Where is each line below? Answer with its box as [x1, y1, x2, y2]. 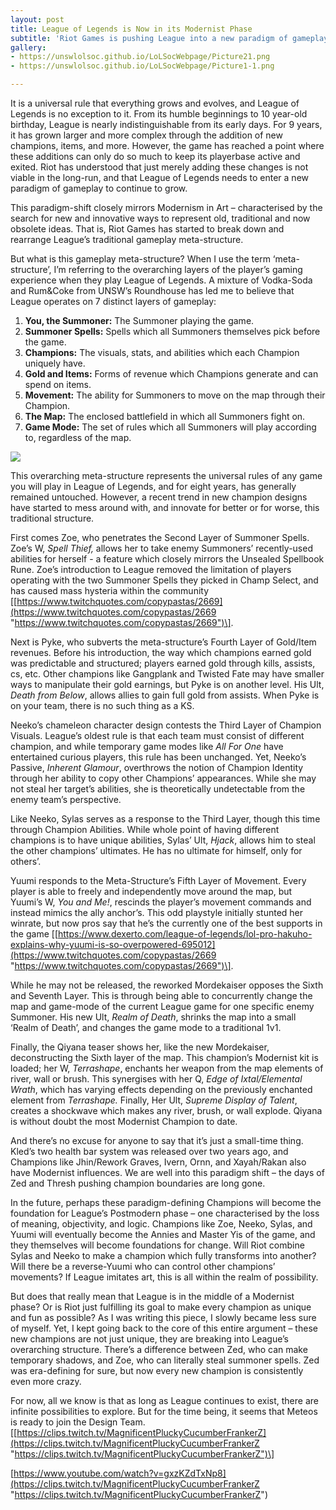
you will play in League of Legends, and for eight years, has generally [10, 481, 297, 492]
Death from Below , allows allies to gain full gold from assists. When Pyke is [10, 689, 320, 701]
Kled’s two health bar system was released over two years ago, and [10, 1146, 289, 1157]
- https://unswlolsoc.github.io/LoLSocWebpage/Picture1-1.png [10, 61, 275, 71]
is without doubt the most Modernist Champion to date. [10, 1116, 238, 1127]
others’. [10, 856, 42, 867]
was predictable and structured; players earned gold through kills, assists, [10, 657, 316, 669]
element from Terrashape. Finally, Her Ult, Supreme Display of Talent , [10, 1094, 298, 1106]
